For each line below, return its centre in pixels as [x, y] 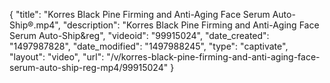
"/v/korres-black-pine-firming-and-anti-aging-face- [213, 57]
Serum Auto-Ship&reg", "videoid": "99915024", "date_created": [139, 35]
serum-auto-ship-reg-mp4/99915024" [89, 67]
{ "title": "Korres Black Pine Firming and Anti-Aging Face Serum [140, 14]
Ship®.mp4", [35, 25]
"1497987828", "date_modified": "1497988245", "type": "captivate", [149, 46]
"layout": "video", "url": [57, 57]
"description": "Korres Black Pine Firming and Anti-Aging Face [191, 25]
